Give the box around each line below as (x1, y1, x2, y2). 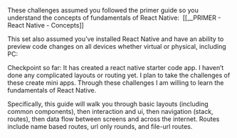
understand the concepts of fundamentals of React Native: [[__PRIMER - (7, 13, 221, 22)
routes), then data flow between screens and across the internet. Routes (7, 115, 220, 123)
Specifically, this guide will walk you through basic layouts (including (7, 100, 209, 108)
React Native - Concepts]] (7, 21, 84, 29)
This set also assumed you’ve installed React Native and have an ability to (7, 35, 224, 43)
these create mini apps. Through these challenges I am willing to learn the (7, 79, 224, 87)
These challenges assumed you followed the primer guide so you (7, 6, 199, 14)
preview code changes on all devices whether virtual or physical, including (7, 42, 226, 50)
